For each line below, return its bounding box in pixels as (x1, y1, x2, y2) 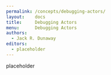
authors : (6, 30, 27, 36)
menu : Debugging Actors (6, 24, 77, 31)
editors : (6, 41, 27, 47)
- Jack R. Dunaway (11, 35, 57, 41)
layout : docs (6, 14, 46, 20)
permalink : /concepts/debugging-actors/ (6, 8, 106, 15)
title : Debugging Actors (6, 19, 77, 25)
